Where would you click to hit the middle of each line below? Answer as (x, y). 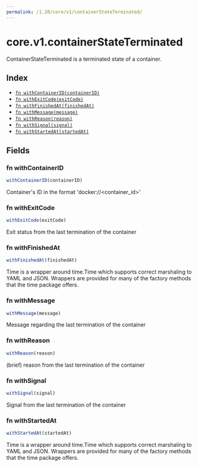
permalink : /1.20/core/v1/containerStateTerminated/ (74, 12)
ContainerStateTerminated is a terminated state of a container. (84, 59)
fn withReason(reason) (44, 119)
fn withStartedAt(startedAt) (52, 132)
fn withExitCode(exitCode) (49, 100)
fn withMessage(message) (46, 112)
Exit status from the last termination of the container (71, 232)
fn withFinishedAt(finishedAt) (55, 106)
